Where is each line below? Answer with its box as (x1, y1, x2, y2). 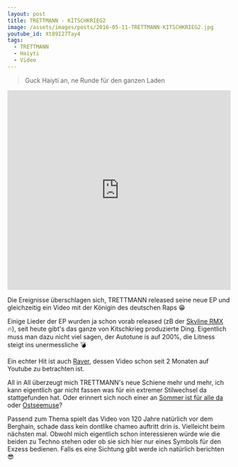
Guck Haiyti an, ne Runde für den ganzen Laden (24, 76, 165, 84)
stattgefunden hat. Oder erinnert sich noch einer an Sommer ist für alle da (7, 393, 223, 402)
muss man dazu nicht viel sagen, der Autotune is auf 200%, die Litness (7, 332, 215, 341)
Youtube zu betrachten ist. (7, 364, 85, 373)
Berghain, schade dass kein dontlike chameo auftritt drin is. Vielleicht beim (7, 422, 225, 430)
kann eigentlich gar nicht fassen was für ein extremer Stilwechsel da (7, 385, 207, 394)
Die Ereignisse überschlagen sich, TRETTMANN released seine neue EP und (7, 295, 230, 304)
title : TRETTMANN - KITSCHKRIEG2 (7, 17, 106, 24)
